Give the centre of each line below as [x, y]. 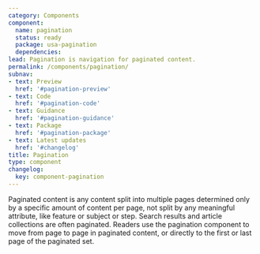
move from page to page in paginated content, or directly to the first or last [130, 233]
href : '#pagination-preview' [63, 89]
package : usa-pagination [56, 45]
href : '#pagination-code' [58, 103]
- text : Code [30, 96]
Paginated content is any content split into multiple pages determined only [129, 199]
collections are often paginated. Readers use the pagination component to [129, 224]
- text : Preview [35, 81]
